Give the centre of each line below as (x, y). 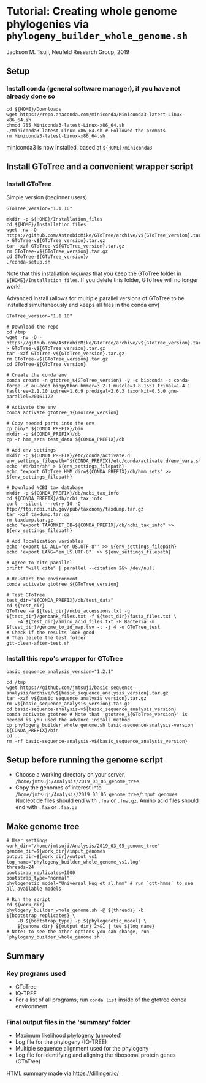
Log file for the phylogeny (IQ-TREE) (61, 1042)
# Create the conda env (37, 375)
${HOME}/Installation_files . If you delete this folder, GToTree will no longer (102, 280)
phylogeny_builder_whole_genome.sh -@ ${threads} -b (75, 910)
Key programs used (36, 973)
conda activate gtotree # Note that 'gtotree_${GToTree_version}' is (97, 714)
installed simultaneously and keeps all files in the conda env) (83, 305)
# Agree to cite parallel (39, 563)
